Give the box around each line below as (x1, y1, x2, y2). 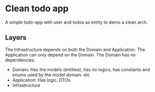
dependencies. (5, 57, 35, 63)
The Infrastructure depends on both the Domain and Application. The (5, 46, 145, 52)
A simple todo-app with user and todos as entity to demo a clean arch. (5, 19, 148, 25)
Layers (5, 33, 27, 42)
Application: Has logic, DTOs (12, 77, 70, 83)
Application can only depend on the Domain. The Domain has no (5, 52, 136, 58)
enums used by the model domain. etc (12, 72, 90, 78)
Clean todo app (5, 3, 69, 14)
